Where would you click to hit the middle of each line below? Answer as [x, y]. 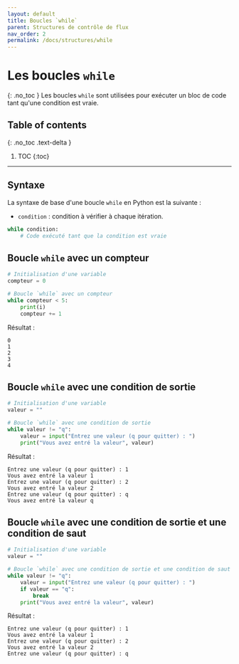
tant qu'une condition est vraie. [53, 103]
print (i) [33, 307]
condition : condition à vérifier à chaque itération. [90, 216]
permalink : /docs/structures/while [60, 41]
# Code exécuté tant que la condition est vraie [94, 236]
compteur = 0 [27, 281]
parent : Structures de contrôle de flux [68, 27]
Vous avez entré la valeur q [51, 500]
